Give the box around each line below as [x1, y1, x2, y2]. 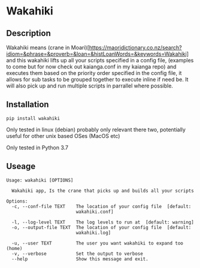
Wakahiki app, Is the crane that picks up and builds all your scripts [11, 188, 195, 194]
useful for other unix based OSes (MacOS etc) [6, 132, 120, 139]
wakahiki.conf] [75, 209, 114, 215]
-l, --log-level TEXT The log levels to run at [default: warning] [11, 219, 195, 225]
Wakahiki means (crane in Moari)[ [6, 44, 90, 51]
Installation [6, 100, 49, 110]
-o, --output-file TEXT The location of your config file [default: [11, 224, 192, 230]
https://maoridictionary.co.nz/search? [89, 44, 182, 51]
